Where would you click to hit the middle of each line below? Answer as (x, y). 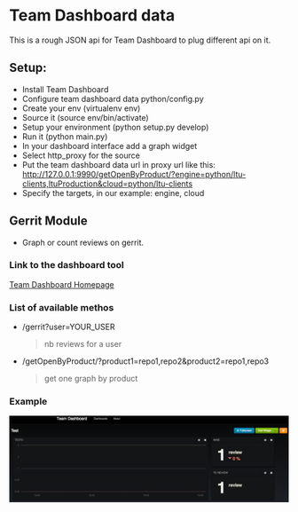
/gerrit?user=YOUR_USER (68, 327)
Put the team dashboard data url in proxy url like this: (118, 164)
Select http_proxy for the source (81, 155)
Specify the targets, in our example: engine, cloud (113, 193)
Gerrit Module (48, 221)
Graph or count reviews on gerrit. (83, 242)
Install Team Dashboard (65, 89)
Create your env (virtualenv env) (81, 108)
